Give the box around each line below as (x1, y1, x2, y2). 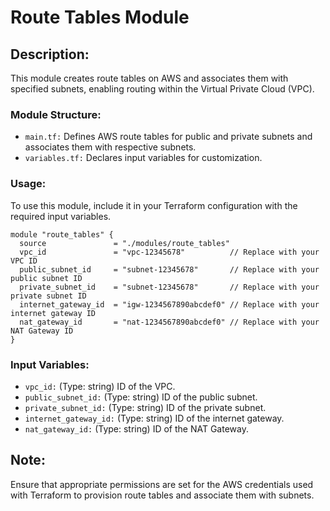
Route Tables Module (10, 6, 190, 29)
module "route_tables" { (10, 229, 114, 240)
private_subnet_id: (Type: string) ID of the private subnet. (24, 401, 267, 413)
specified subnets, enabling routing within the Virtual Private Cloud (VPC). (10, 83, 315, 95)
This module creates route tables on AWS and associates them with (10, 72, 289, 84)
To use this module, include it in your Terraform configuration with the (10, 199, 298, 211)
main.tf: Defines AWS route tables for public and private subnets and (24, 131, 313, 143)
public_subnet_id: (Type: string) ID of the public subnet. (24, 391, 258, 403)
